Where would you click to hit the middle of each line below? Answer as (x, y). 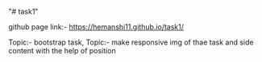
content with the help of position (62, 50)
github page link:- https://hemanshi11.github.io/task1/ (96, 27)
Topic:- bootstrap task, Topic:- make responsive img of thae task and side (131, 42)
